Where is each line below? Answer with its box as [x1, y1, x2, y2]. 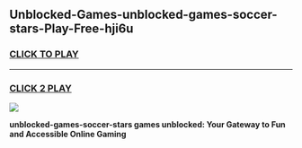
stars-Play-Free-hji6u [9, 22, 134, 37]
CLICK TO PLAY [9, 48, 79, 61]
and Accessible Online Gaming [9, 128, 127, 139]
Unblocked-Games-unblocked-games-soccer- [9, 7, 278, 22]
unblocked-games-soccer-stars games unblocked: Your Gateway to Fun [9, 118, 286, 129]
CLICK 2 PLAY [9, 82, 72, 94]
